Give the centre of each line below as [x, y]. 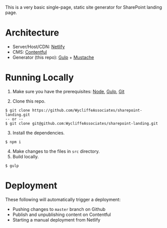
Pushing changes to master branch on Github [59, 209]
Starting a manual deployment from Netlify [56, 219]
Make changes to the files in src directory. [56, 151]
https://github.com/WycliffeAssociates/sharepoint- [87, 110]
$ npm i [13, 142]
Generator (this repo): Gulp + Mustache [53, 57]
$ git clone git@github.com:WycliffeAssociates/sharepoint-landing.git [81, 123]
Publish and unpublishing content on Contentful [62, 214]
